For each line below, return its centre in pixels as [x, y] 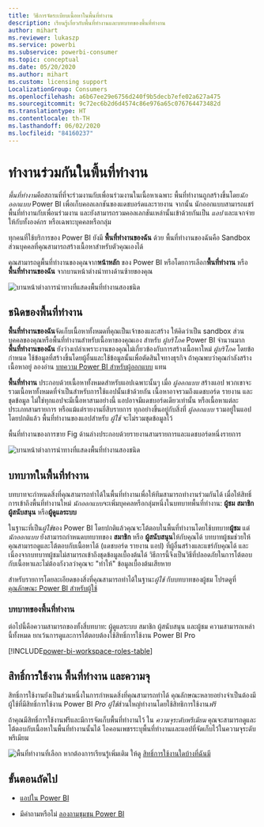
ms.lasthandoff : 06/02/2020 [55, 126]
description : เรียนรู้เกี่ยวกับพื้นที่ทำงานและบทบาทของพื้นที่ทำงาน [87, 23]
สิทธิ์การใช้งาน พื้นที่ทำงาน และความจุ [79, 676]
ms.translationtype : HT [47, 112]
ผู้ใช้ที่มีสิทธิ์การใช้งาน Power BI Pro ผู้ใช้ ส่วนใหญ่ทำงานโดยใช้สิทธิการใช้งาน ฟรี [112, 704]
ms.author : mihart [38, 74]
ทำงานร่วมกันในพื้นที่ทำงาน [78, 172]
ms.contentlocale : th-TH [49, 119]
